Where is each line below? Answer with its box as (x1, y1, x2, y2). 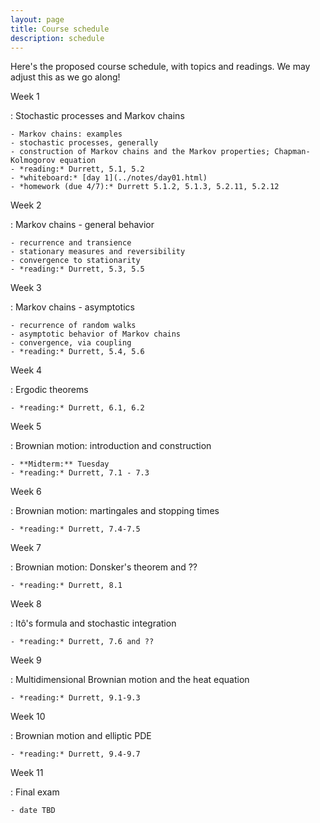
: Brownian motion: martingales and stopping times (10, 505, 220, 517)
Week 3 (10, 282, 42, 294)
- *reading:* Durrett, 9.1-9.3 (10, 693, 141, 703)
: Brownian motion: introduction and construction (10, 440, 212, 452)
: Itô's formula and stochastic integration (10, 617, 177, 630)
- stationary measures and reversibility (10, 247, 186, 257)
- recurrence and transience (10, 238, 132, 248)
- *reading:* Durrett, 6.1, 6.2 (10, 403, 145, 413)
